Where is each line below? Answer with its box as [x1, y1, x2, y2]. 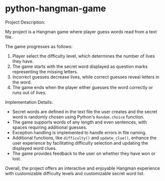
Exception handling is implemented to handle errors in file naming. [12, 129, 147, 135]
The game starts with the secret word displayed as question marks [12, 63, 148, 69]
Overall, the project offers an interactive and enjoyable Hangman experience [5, 165, 160, 171]
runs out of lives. [12, 90, 47, 95]
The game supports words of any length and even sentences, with [12, 119, 147, 125]
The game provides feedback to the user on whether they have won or [12, 151, 156, 156]
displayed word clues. [12, 145, 57, 151]
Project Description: [5, 19, 46, 25]
